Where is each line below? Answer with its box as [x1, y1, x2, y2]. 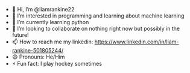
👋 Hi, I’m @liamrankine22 [11, 6, 75, 13]
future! [11, 31, 29, 39]
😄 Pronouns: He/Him [11, 53, 65, 60]
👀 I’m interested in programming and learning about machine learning [11, 12, 185, 19]
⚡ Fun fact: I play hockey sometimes [11, 60, 103, 67]
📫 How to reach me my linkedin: [11, 38, 93, 45]
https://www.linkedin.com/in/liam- [94, 38, 179, 45]
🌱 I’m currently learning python [11, 19, 89, 25]
